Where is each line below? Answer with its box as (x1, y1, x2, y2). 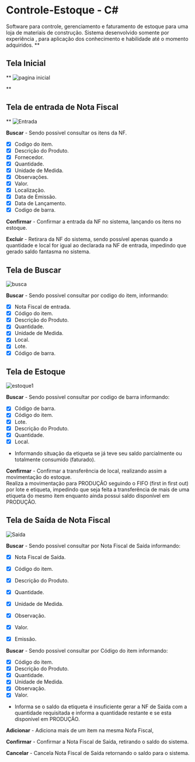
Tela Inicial (6, 58, 46, 68)
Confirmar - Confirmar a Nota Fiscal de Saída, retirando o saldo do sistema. (6, 738, 189, 746)
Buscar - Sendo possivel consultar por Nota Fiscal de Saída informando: (6, 542, 181, 549)
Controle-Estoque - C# (6, 4, 119, 17)
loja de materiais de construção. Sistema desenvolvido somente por (6, 29, 169, 36)
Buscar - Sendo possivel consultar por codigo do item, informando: (6, 292, 169, 299)
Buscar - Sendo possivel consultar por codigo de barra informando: (6, 394, 170, 401)
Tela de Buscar (6, 265, 61, 275)
